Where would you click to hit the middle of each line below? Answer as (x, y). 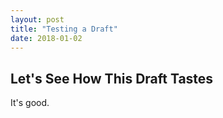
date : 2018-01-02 (46, 38)
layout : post (37, 19)
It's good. (30, 103)
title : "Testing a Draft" (64, 29)
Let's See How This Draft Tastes (112, 78)
